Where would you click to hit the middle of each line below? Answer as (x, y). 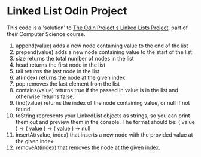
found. (24, 109)
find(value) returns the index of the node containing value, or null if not (103, 102)
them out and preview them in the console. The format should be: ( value (105, 122)
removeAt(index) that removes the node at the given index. (88, 147)
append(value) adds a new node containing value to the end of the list (102, 46)
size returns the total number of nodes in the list (74, 58)
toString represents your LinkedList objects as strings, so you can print (103, 116)
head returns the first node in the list (60, 65)
